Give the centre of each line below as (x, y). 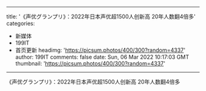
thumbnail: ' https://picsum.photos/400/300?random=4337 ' (90, 64)
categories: (21, 23)
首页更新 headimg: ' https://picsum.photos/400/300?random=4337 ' (100, 50)
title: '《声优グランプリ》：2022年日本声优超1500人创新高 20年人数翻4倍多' (101, 16)
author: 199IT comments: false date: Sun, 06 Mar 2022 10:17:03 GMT (102, 57)
